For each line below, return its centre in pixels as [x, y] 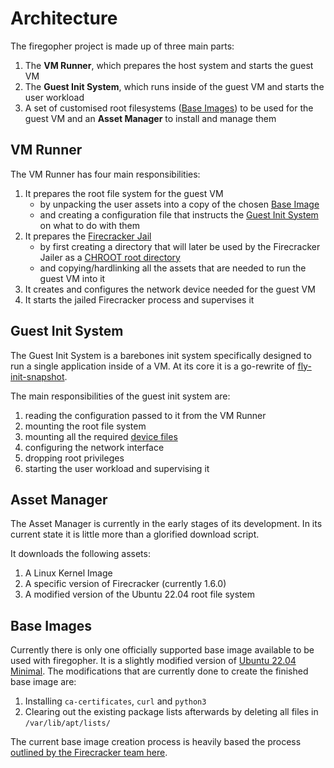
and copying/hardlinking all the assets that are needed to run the [173, 268]
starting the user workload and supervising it [117, 468]
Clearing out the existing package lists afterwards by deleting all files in [171, 712]
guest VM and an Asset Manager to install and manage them [150, 118]
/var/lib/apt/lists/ [67, 723]
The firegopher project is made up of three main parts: [122, 46]
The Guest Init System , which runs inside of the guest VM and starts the [174, 86]
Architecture [64, 18]
